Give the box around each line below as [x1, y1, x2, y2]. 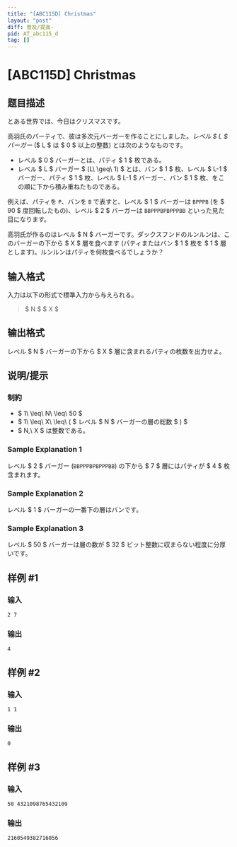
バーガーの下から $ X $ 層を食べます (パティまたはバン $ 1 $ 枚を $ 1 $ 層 [13, 239, 226, 247]
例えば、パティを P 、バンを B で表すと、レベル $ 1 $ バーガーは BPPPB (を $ [7, 197, 225, 206]
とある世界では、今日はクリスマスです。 [7, 117, 125, 126]
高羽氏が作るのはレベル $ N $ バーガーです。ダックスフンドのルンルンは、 [7, 230, 224, 239]
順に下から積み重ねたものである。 [23, 182, 124, 191]
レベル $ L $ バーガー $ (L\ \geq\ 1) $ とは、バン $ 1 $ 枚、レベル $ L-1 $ [17, 165, 228, 173]
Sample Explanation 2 [7, 489, 83, 498]
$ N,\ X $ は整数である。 [17, 426, 90, 435]
